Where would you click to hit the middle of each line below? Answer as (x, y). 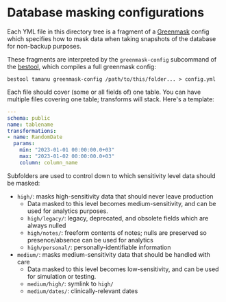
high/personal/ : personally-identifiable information (99, 247)
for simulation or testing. (62, 276)
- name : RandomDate (35, 137)
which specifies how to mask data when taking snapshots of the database (112, 38)
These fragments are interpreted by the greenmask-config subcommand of (112, 59)
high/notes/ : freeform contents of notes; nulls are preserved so (117, 232)
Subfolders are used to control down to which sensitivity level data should (111, 175)
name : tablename (30, 125)
